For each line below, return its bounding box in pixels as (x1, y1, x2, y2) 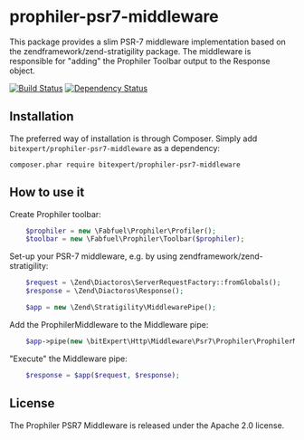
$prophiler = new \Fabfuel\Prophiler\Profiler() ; (25, 226, 217, 235)
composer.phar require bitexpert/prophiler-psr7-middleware (9, 160, 242, 169)
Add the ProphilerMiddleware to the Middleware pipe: (9, 319, 209, 330)
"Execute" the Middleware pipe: (9, 353, 128, 364)
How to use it (9, 185, 85, 200)
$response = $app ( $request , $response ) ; (25, 370, 180, 379)
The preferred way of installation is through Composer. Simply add (9, 133, 258, 144)
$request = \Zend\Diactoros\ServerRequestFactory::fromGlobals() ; (25, 278, 281, 287)
